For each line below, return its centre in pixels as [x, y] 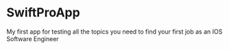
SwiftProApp [43, 13]
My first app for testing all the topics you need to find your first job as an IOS [114, 32]
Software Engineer [33, 38]
